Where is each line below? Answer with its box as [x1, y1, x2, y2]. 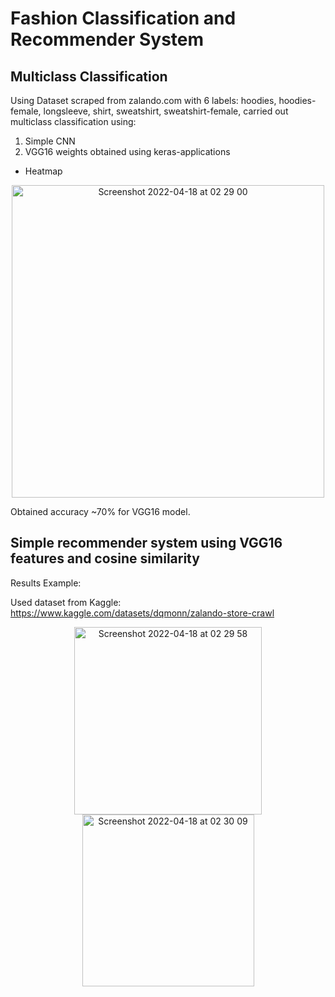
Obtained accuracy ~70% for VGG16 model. [10, 506, 191, 517]
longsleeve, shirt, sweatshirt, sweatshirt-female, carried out [43, 105, 289, 117]
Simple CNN [24, 135, 76, 147]
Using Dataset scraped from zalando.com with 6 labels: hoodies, [10, 95, 277, 106]
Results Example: [10, 577, 82, 589]
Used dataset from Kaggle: [10, 596, 122, 608]
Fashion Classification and [10, 7, 237, 30]
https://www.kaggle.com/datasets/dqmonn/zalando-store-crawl [10, 607, 275, 619]
